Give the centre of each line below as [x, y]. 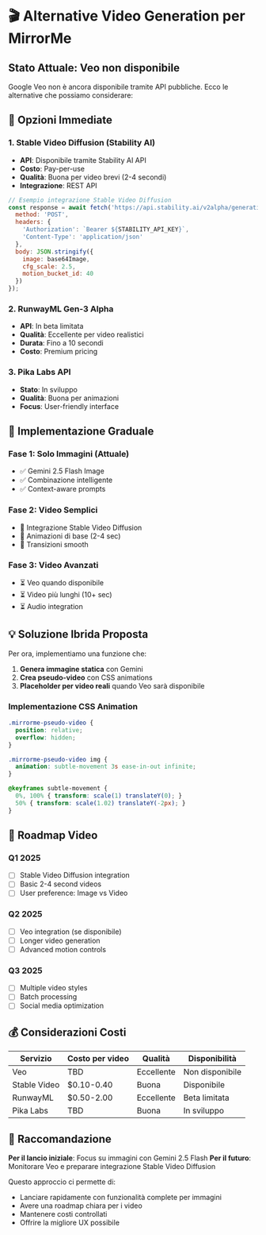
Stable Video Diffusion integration [75, 875]
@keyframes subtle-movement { [58, 789]
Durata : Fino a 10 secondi [62, 343]
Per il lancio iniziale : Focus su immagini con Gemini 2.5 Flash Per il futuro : [130, 1158]
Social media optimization [62, 1005]
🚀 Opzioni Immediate [60, 120]
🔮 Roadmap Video [53, 836]
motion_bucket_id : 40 [58, 274]
